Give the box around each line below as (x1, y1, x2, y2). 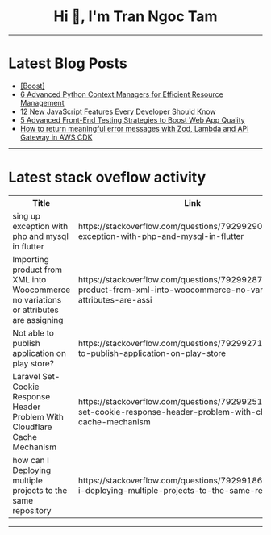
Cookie (12, 381, 40, 392)
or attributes (12, 304, 59, 316)
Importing (12, 253, 50, 265)
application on (12, 347, 67, 358)
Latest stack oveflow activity (8, 169, 206, 186)
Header (12, 401, 41, 412)
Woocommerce (12, 284, 71, 295)
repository (12, 504, 52, 516)
